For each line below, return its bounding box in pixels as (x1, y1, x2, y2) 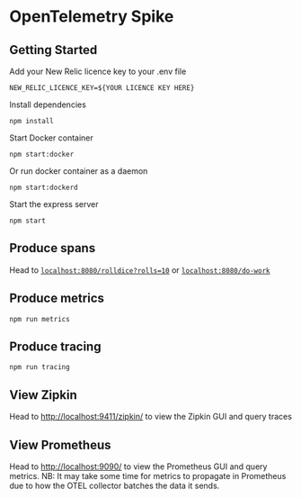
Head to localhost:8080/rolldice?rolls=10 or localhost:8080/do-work (9, 264, 270, 276)
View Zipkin (9, 387, 78, 403)
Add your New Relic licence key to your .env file (9, 66, 187, 77)
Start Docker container (9, 132, 94, 143)
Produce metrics (9, 291, 105, 306)
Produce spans (9, 240, 96, 256)
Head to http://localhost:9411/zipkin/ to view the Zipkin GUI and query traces (9, 412, 292, 422)
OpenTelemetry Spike (9, 6, 174, 27)
